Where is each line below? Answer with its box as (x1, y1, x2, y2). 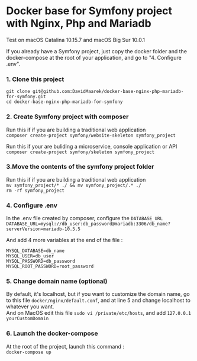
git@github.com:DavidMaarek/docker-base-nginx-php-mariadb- (32, 89, 184, 95)
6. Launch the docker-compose (6, 330, 99, 338)
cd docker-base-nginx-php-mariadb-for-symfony (6, 99, 123, 105)
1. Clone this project (6, 75, 64, 83)
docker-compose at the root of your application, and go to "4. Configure (6, 54, 182, 61)
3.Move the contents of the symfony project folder (6, 163, 154, 171)
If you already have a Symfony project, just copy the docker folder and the (6, 47, 188, 54)
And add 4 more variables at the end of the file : (6, 237, 123, 244)
